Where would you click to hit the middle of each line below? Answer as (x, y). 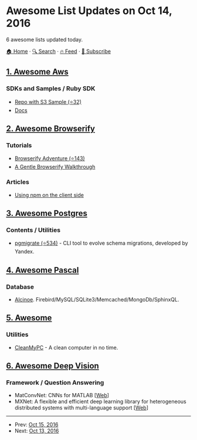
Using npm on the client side (49, 195)
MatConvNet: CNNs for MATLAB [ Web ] (62, 395)
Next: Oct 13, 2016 (37, 431)
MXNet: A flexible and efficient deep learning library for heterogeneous (100, 402)
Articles (18, 182)
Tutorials (19, 145)
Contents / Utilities (33, 230)
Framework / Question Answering (55, 383)
